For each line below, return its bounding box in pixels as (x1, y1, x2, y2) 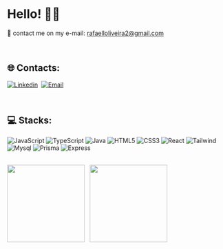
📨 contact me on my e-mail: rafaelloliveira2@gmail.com (7, 29, 164, 37)
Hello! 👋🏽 (7, 6, 61, 22)
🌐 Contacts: (7, 62, 60, 74)
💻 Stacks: (7, 115, 52, 127)
